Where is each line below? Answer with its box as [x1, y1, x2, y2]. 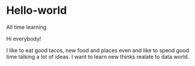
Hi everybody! [6, 35, 42, 42]
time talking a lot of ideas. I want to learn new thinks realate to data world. [6, 53, 190, 60]
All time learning [6, 23, 47, 31]
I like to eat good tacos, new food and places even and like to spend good [6, 46, 190, 54]
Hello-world [6, 4, 67, 17]
